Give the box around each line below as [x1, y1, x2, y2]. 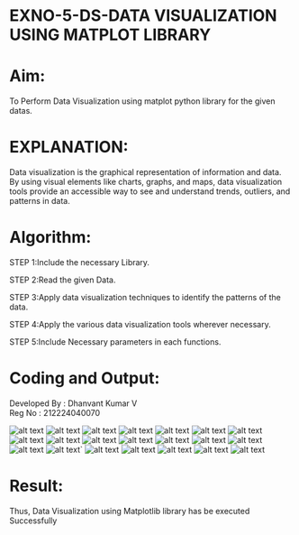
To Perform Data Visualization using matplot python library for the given [9, 96, 276, 106]
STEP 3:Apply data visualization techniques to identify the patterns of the [9, 292, 281, 302]
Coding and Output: [9, 368, 160, 389]
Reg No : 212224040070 [9, 407, 101, 418]
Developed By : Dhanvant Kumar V [9, 398, 138, 409]
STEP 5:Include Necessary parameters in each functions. [9, 337, 222, 347]
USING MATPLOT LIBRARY [9, 24, 212, 45]
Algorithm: [9, 227, 92, 248]
